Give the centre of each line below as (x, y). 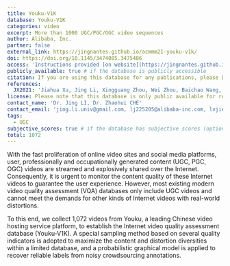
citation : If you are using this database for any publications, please (113, 77)
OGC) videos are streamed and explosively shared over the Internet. (103, 169)
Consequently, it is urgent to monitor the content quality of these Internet (110, 177)
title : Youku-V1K (32, 13)
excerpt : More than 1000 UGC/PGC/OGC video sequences (86, 33)
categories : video (33, 26)
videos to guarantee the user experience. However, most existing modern (111, 184)
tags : (15, 115)
